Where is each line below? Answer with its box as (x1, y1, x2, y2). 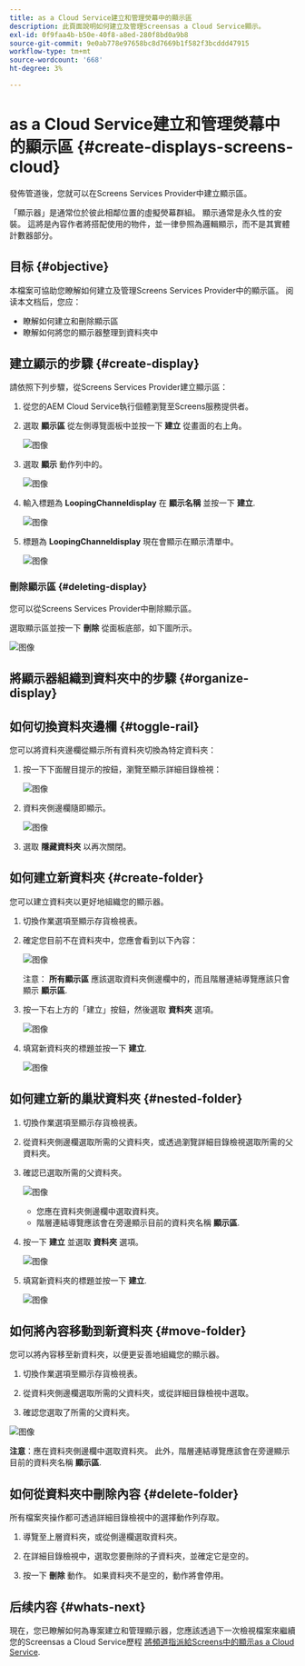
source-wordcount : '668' (9, 55, 103, 65)
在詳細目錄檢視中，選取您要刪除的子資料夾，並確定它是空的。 (22, 1551, 254, 1561)
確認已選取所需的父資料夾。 (22, 1167, 127, 1178)
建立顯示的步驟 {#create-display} (9, 356, 200, 372)
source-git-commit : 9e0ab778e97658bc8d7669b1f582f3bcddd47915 (9, 38, 250, 48)
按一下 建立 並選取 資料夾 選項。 (22, 1236, 143, 1247)
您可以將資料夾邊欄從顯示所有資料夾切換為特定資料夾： (9, 744, 216, 755)
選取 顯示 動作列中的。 (22, 459, 107, 470)
